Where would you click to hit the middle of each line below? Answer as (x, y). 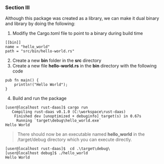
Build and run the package (39, 98)
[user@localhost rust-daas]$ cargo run (47, 107)
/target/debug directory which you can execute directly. (75, 139)
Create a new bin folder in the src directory (57, 60)
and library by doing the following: (40, 23)
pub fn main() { (22, 80)
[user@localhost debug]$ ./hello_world (47, 153)
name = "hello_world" (28, 47)
